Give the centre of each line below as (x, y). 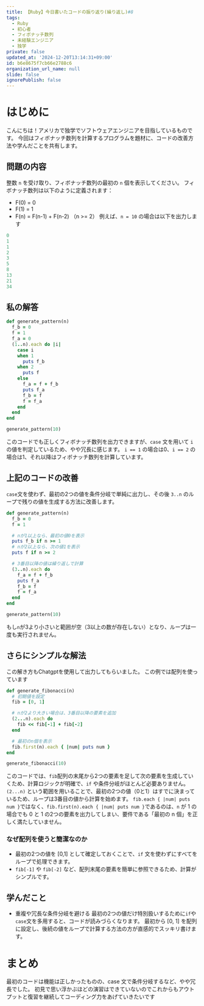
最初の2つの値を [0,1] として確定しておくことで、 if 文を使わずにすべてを (106, 854)
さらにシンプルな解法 (46, 655)
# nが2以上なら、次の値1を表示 (46, 547)
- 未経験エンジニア (33, 40)
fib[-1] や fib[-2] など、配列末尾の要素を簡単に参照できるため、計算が (106, 869)
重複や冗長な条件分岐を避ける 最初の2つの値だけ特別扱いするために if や (106, 914)
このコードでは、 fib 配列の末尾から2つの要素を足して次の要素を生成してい (100, 776)
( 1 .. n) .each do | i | (37, 344)
